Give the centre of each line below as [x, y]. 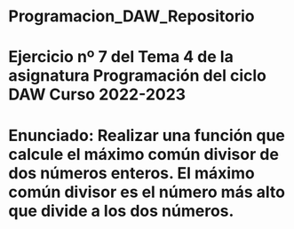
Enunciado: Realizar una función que [147, 135]
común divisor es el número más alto [147, 192]
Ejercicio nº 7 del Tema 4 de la [121, 57]
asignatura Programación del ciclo [138, 76]
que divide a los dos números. [121, 211]
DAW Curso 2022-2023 [97, 95]
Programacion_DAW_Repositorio [131, 16]
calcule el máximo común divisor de [143, 154]
